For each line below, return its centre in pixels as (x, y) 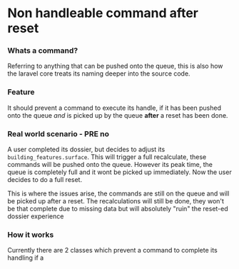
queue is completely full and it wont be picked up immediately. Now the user (119, 172)
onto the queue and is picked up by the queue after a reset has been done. (118, 115)
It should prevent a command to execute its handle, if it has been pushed (114, 108)
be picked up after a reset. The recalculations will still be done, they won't (116, 201)
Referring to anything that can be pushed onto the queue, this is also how (115, 66)
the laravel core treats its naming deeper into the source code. (99, 73)
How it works (31, 235)
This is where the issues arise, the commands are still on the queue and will (118, 193)
